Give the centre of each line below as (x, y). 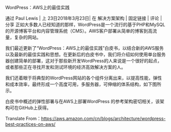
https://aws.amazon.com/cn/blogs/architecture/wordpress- (103, 119)
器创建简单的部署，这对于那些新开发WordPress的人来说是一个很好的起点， (84, 61)
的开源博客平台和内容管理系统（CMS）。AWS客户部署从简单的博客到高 (79, 31)
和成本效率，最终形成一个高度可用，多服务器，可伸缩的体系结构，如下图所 (83, 84)
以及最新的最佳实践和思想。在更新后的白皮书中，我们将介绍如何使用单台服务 (85, 54)
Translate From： (23, 119)
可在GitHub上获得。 (30, 108)
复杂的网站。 (27, 37)
